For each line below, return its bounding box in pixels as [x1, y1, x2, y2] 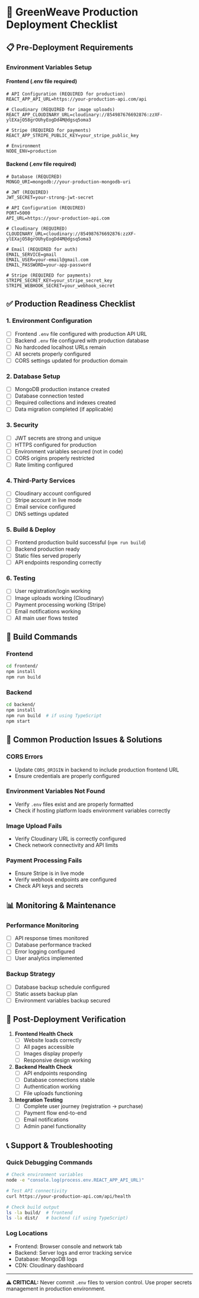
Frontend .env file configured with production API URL [14, 330, 147, 337]
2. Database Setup [6, 372, 60, 380]
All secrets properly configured [14, 350, 91, 357]
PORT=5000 [6, 210, 31, 216]
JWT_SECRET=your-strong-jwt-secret [6, 194, 94, 201]
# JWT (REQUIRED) [6, 189, 49, 195]
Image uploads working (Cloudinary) [14, 594, 104, 601]
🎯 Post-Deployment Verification [6, 1014, 126, 1024]
